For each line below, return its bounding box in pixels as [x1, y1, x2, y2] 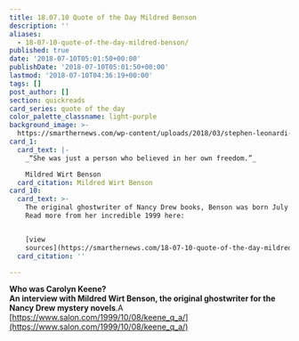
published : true [9, 46, 69, 55]
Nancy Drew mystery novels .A [9, 303, 124, 313]
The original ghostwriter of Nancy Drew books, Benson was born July [25, 203, 289, 212]
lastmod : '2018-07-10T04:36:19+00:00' [9, 71, 153, 80]
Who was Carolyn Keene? [9, 284, 107, 295]
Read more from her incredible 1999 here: [25, 211, 185, 220]
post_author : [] [9, 87, 69, 96]
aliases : [9, 29, 42, 38]
